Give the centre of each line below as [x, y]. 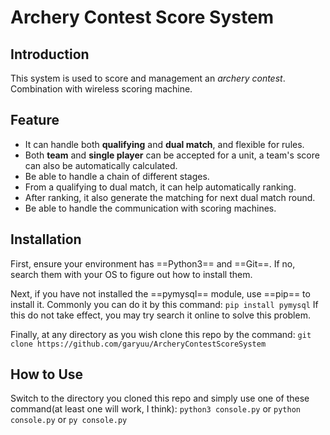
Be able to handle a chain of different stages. [117, 176]
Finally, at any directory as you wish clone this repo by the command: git [161, 334]
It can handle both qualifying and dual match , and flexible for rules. [164, 144]
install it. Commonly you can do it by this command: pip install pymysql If [164, 304]
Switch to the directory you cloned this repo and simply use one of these [160, 398]
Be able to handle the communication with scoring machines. [150, 208]
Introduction [50, 54]
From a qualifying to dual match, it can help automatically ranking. [160, 187]
